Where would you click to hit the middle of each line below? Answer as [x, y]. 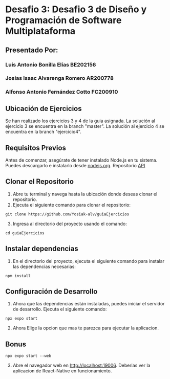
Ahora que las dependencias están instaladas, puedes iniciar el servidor [89, 304]
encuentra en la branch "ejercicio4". [44, 132]
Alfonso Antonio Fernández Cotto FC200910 [62, 92]
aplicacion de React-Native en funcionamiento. [62, 371]
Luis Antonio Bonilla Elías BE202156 [51, 64]
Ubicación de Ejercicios [44, 108]
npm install [18, 276]
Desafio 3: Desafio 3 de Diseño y [76, 9]
